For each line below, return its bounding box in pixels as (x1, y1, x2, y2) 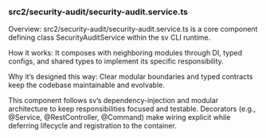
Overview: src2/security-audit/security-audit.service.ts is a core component (8, 25, 258, 34)
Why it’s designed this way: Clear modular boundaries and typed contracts (8, 72, 253, 82)
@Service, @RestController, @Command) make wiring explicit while (8, 113, 231, 122)
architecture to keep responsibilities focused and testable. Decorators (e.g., (8, 104, 256, 113)
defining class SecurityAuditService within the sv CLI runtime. (8, 33, 211, 42)
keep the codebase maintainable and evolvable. (8, 80, 166, 90)
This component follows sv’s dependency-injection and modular (8, 96, 219, 105)
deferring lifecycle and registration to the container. (8, 121, 177, 131)
